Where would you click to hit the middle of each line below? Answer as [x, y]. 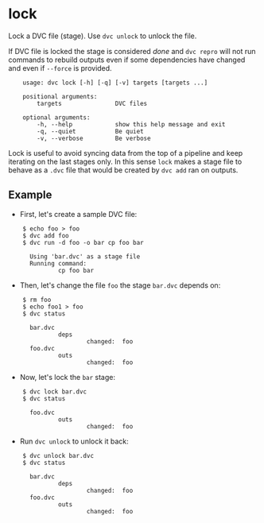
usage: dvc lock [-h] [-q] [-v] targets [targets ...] [115, 83]
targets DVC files [92, 103]
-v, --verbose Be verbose [94, 138]
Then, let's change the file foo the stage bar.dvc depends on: [120, 285]
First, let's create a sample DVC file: [78, 214]
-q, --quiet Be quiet [91, 131]
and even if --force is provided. [60, 68]
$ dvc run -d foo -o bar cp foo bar [83, 242]
